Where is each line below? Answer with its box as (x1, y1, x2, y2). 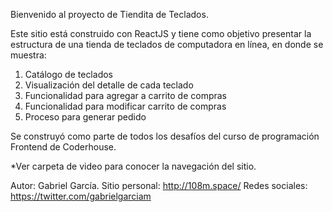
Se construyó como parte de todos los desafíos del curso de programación (10, 130, 320, 142)
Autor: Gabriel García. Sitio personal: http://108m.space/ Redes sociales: (10, 180, 308, 191)
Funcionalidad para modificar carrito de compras (24, 100, 227, 112)
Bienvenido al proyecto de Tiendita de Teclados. (10, 9, 209, 20)
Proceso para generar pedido (24, 111, 147, 123)
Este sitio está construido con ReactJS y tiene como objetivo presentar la (10, 28, 312, 39)
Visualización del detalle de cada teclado (24, 79, 194, 91)
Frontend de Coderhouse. (10, 141, 117, 153)
